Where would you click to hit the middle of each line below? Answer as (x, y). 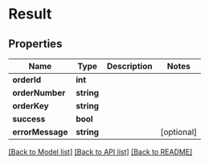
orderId (27, 80)
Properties (35, 44)
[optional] (179, 132)
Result (30, 14)
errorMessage (40, 132)
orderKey (31, 106)
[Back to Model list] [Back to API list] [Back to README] (100, 152)
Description (129, 66)
